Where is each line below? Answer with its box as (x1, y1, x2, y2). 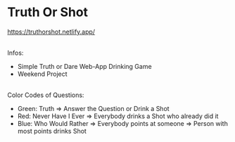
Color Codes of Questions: (7, 91, 84, 99)
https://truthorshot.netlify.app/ (7, 27, 96, 36)
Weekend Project (17, 70, 68, 78)
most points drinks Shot (17, 127, 87, 135)
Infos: (7, 49, 24, 57)
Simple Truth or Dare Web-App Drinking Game (17, 62, 153, 70)
